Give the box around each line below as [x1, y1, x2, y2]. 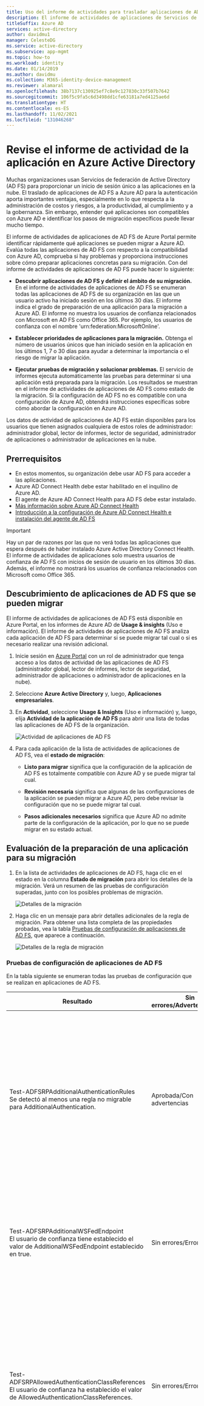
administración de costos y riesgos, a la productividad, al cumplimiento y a [6, 202, 193, 209]
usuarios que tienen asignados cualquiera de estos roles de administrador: [6, 423, 193, 430]
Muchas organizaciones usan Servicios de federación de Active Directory [6, 176, 191, 184]
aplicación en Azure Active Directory [6, 156, 196, 170]
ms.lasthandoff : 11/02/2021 [6, 111, 78, 117]
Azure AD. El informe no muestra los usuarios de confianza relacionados [15, 310, 197, 317]
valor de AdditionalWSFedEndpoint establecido [9, 1242, 144, 1251]
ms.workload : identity [6, 60, 64, 66]
